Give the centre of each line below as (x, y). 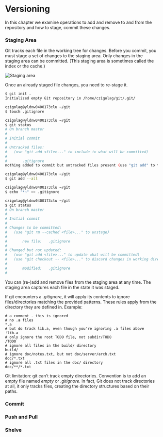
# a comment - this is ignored (37, 316)
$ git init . (18, 94)
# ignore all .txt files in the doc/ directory (54, 362)
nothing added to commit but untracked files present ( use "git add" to (80, 165)
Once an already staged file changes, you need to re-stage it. (66, 85)
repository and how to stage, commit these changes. (58, 27)
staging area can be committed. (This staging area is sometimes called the (80, 61)
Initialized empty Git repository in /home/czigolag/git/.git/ (70, 98)
